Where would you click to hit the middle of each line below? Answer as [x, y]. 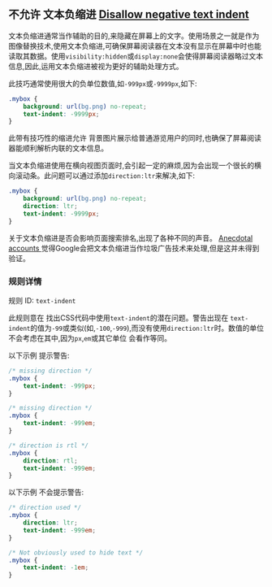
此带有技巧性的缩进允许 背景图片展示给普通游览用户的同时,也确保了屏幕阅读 [135, 138]
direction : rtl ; [51, 461]
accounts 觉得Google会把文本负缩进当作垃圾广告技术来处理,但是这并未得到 [134, 248]
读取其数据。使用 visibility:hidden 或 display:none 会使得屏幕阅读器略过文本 [136, 56]
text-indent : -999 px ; [59, 386]
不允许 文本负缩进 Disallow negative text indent [129, 15]
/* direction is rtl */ [49, 446]
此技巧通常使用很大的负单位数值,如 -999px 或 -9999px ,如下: [103, 83]
